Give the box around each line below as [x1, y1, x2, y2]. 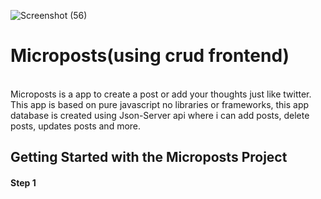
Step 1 [10, 176, 37, 189]
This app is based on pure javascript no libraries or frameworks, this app [10, 98, 310, 110]
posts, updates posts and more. [10, 120, 142, 132]
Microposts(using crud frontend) [10, 45, 290, 67]
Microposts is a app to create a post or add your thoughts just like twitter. [10, 88, 312, 100]
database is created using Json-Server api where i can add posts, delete [10, 109, 310, 121]
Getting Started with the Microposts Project [10, 149, 288, 166]
